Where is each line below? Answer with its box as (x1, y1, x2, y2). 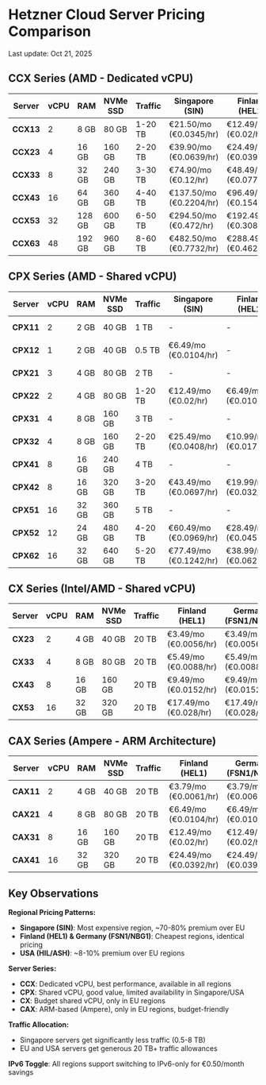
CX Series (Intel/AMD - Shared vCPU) (8, 581, 196, 595)
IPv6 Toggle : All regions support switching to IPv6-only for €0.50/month (8, 1059, 245, 1068)
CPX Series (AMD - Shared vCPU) (8, 270, 177, 284)
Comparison (8, 22, 92, 41)
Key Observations (8, 886, 99, 900)
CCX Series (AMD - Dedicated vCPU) (8, 71, 194, 85)
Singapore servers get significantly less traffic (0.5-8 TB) (19, 1035, 206, 1044)
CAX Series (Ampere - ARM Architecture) (8, 734, 216, 747)
